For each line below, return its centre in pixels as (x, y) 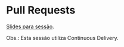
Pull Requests (41, 10)
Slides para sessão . (30, 26)
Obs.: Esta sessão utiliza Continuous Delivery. (62, 38)
